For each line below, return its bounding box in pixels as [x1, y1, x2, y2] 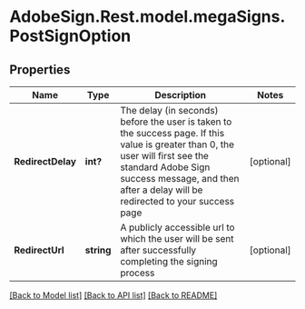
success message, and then [120, 173, 240, 184]
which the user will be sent [120, 233, 234, 244]
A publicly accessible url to [120, 221, 235, 234]
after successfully [120, 244, 197, 256]
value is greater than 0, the [120, 138, 234, 151]
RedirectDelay [14, 155, 77, 167]
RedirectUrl [14, 244, 65, 256]
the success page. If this [120, 127, 225, 139]
